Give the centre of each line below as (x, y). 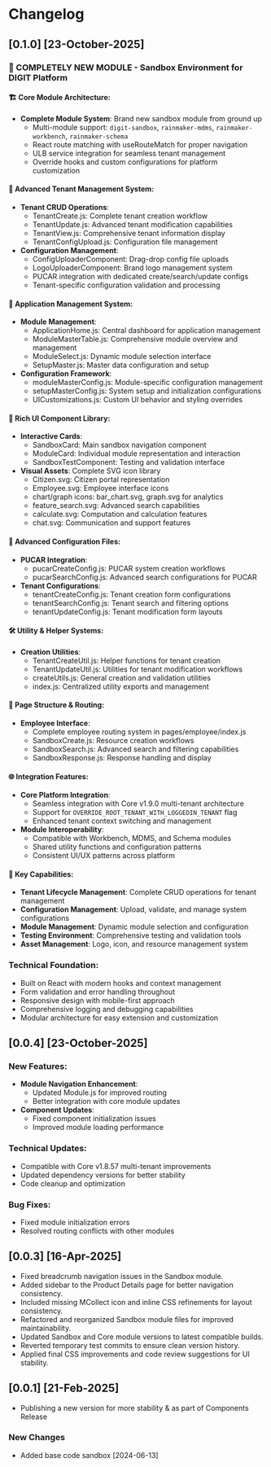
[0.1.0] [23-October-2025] (76, 44)
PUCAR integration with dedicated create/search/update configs (140, 276)
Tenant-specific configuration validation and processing (126, 285)
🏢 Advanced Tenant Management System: (81, 189)
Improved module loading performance (98, 1128)
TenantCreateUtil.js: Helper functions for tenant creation (127, 660)
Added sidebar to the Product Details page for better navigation (127, 1285)
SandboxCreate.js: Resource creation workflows (113, 740)
